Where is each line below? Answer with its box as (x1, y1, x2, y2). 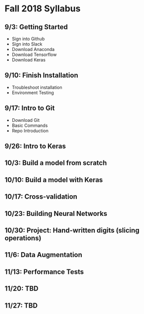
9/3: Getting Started (4, 23, 68, 31)
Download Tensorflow (11, 52, 57, 57)
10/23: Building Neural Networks (4, 209, 107, 218)
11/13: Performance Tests (4, 267, 84, 276)
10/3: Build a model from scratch (4, 159, 107, 167)
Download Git (11, 117, 40, 123)
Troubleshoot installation (11, 84, 62, 90)
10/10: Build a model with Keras (4, 175, 103, 184)
